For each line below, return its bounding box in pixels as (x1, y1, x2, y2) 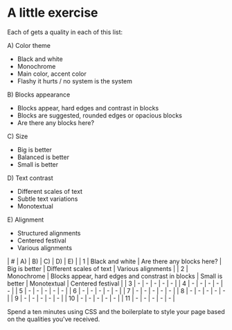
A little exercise (7, 5, 98, 21)
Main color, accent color (17, 69, 87, 78)
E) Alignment (7, 215, 44, 224)
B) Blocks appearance (7, 90, 71, 99)
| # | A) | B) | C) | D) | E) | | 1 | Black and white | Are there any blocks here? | (7, 257, 222, 265)
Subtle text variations (17, 195, 78, 203)
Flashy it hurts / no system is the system (17, 76, 133, 85)
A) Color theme (7, 41, 51, 49)
